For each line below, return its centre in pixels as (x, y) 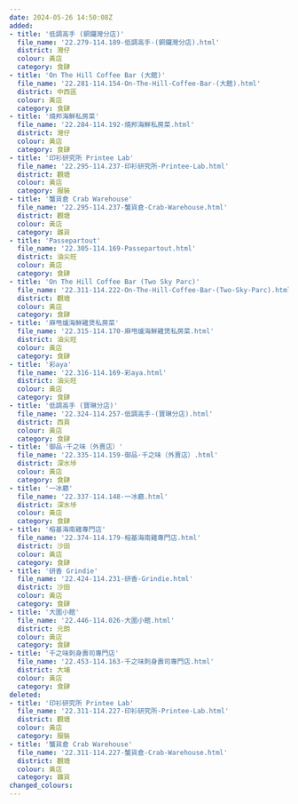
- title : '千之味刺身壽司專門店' (64, 654)
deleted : (25, 695)
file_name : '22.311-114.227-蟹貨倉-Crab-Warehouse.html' (122, 752)
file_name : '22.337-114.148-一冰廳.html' (93, 497)
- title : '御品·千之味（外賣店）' (66, 447)
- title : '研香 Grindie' (54, 571)
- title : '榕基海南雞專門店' (58, 529)
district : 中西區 (47, 92)
